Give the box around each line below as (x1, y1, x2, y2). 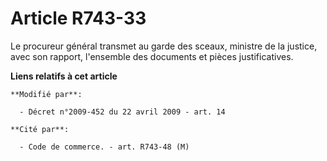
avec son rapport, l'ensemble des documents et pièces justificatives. (10, 50, 294, 62)
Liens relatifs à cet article (10, 70, 118, 82)
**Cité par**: (10, 124, 70, 134)
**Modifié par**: (10, 89, 83, 99)
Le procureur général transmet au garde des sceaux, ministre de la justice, (10, 40, 318, 52)
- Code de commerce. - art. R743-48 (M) (19, 142, 190, 152)
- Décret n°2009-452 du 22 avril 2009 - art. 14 (19, 107, 226, 117)
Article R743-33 (10, 7, 147, 30)
